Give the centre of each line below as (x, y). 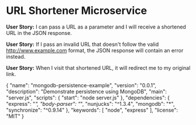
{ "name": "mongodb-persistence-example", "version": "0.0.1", (81, 85)
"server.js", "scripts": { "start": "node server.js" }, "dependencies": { (88, 98)
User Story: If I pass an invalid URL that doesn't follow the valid (82, 44)
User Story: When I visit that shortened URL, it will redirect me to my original (98, 67)
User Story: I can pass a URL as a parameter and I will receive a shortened (96, 27)
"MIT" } (15, 116)
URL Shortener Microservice (77, 11)
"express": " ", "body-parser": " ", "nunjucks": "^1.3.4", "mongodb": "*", (90, 103)
